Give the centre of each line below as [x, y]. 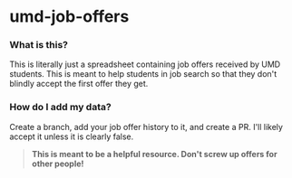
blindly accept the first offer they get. [79, 84]
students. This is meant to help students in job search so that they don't [143, 74]
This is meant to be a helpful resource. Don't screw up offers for [155, 154]
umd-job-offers [69, 17]
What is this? [39, 45]
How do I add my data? [60, 108]
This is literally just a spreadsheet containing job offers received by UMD [145, 64]
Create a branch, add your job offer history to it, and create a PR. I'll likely [146, 126]
